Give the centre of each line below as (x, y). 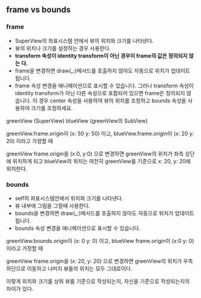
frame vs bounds (39, 10)
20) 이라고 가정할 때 (30, 141)
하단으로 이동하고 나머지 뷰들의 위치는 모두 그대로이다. (69, 268)
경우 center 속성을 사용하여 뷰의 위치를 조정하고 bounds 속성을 (112, 101)
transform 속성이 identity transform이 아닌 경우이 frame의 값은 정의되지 (101, 56)
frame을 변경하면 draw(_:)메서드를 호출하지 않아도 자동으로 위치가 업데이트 (102, 71)
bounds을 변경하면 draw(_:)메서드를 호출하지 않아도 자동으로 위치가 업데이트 (104, 213)
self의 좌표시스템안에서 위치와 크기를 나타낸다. (69, 198)
